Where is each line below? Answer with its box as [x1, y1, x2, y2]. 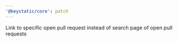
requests [5, 30, 27, 37]
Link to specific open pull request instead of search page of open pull [5, 24, 173, 31]
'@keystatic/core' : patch [5, 8, 68, 14]
